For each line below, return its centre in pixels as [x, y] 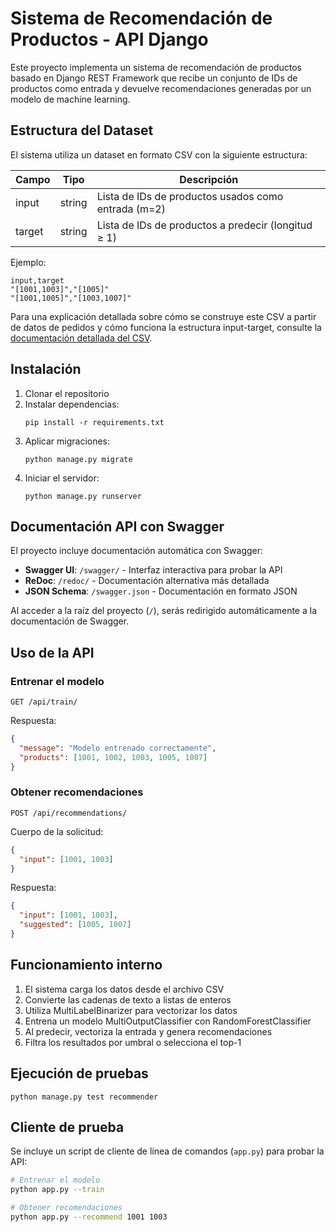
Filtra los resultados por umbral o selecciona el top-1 [133, 1042]
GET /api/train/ [44, 702]
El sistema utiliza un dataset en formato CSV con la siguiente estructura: [159, 154]
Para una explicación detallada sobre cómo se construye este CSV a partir [163, 316]
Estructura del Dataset [82, 130]
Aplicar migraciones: [67, 441]
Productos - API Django [109, 39]
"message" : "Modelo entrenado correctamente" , [118, 748]
